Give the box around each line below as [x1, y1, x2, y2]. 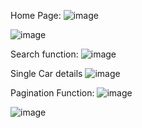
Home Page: [10, 10, 62, 21]
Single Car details [10, 68, 83, 79]
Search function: [10, 48, 79, 60]
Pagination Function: [10, 87, 95, 99]
